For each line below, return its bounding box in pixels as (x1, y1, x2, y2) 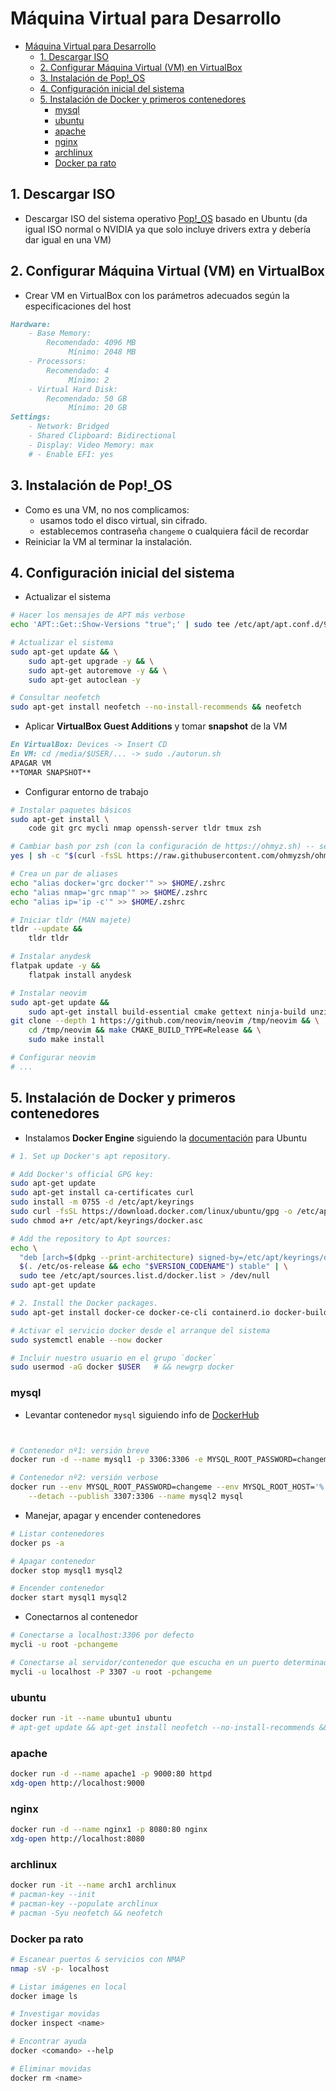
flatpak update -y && (10, 961, 101, 971)
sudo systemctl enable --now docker (10, 1335, 163, 1345)
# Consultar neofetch (10, 693, 101, 703)
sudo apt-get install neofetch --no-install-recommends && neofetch (10, 702, 302, 712)
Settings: (10, 412, 52, 422)
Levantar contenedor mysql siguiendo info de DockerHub (24, 1408, 260, 1421)
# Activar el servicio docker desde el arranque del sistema (10, 1325, 271, 1336)
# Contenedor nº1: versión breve (10, 1445, 150, 1456)
